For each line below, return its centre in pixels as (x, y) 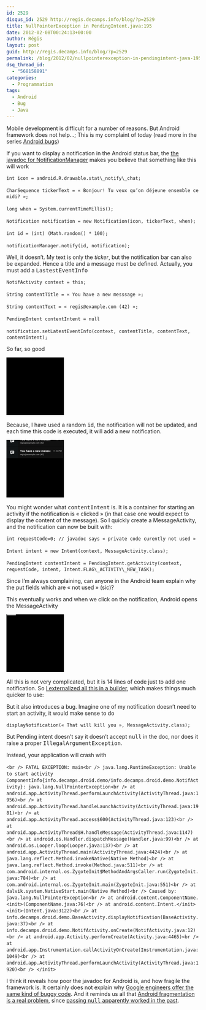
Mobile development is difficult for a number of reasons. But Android (93, 128)
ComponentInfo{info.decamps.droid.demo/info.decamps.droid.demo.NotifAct (103, 780)
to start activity (30, 774)
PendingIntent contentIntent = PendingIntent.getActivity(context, (94, 563)
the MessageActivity (32, 606)
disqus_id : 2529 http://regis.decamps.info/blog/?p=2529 (81, 19)
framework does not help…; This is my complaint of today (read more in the (102, 134)
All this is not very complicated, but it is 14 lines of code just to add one (96, 682)
